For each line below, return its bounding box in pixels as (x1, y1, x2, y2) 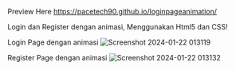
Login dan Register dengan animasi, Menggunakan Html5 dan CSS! (7, 22, 228, 31)
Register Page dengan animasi (7, 53, 108, 62)
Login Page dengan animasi (7, 37, 99, 47)
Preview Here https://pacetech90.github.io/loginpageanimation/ (7, 7, 217, 16)
